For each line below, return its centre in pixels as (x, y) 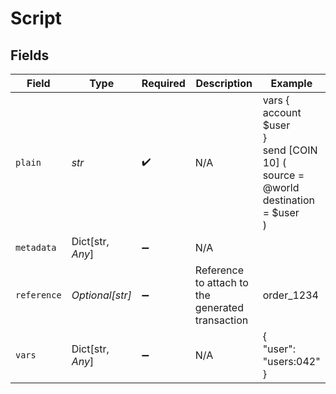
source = (283, 175)
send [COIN (290, 150)
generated (219, 307)
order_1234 (290, 295)
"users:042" (291, 361)
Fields (30, 55)
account (282, 112)
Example (291, 83)
